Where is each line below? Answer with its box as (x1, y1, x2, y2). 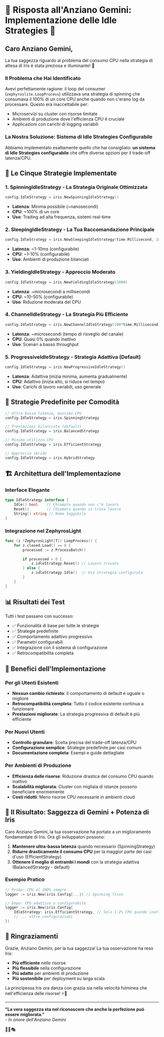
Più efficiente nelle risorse (12, 960, 66, 966)
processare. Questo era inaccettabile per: (5, 102, 89, 107)
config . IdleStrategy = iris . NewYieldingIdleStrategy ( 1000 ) (5, 280, 128, 285)
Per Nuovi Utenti (5, 729, 45, 735)
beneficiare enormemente (12, 789, 64, 794)
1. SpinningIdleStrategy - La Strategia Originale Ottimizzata (5, 183, 148, 190)
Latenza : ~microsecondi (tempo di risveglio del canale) (12, 331, 123, 337)
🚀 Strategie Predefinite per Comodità (5, 398, 120, 407)
